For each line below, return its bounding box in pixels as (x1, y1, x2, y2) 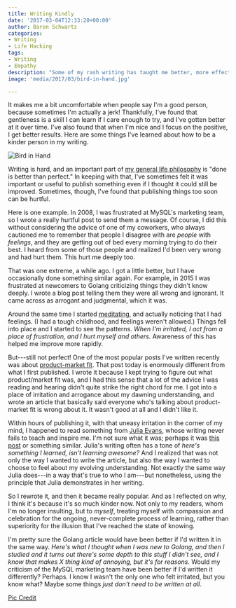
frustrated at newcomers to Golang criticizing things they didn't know (8, 282, 208, 290)
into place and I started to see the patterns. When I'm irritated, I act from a (8, 325, 223, 333)
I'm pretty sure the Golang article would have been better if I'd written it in (8, 535, 221, 544)
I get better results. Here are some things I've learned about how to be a (8, 130, 216, 139)
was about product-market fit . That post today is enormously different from (8, 361, 225, 369)
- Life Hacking (8, 43, 53, 50)
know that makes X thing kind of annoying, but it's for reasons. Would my (8, 558, 221, 566)
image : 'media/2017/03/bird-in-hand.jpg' (8, 75, 131, 83)
